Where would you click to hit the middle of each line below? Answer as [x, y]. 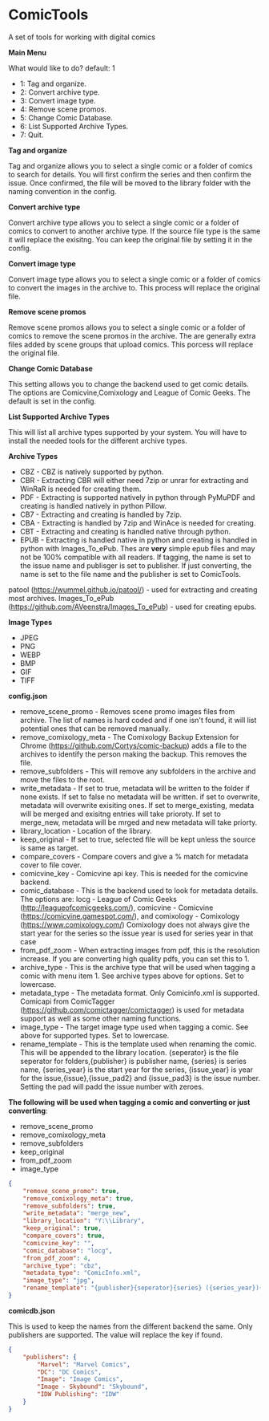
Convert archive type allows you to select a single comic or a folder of [124, 222]
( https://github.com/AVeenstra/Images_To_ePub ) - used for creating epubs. [132, 607]
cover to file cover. [51, 865]
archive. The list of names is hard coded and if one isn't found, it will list [138, 720]
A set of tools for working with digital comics [82, 37]
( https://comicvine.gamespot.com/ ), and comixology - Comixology [130, 916]
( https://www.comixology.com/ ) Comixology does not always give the [135, 924]
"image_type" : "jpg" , [58, 1281]
